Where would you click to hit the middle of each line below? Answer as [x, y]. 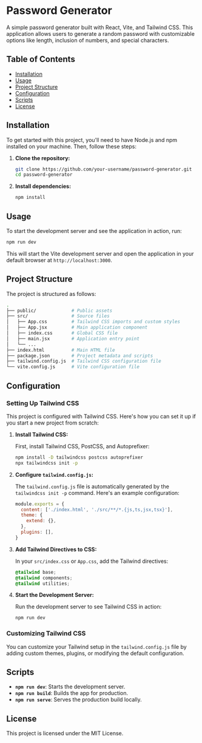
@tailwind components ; [44, 578]
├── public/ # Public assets [59, 311]
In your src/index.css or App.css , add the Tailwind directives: [92, 561]
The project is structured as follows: [51, 294]
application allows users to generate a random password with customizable [101, 33]
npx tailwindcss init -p [46, 463]
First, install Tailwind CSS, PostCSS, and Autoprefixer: [82, 446]
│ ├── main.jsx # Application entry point [73, 338]
